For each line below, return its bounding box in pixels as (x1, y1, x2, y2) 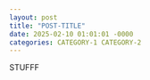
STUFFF (9, 62, 40, 73)
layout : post (9, 12, 58, 22)
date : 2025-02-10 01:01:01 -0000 (9, 29, 134, 38)
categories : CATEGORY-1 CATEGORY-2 (9, 37, 142, 47)
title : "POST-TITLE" (9, 21, 87, 30)
